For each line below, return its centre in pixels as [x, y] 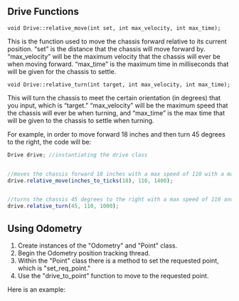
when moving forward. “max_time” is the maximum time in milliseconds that [118, 64]
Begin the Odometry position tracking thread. [84, 253]
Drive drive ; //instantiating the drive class [78, 155]
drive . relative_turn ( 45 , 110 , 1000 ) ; [63, 206]
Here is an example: [37, 290]
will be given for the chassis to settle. [62, 71]
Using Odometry [45, 228]
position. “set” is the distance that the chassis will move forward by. [106, 48]
